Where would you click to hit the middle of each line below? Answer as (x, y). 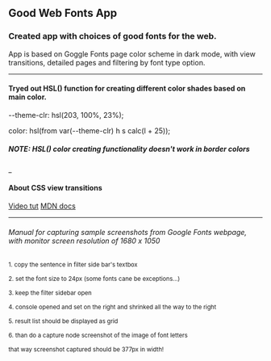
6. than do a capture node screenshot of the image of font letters (98, 336)
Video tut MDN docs (42, 206)
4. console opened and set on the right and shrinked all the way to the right (113, 307)
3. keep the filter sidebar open (50, 293)
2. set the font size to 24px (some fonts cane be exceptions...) (94, 279)
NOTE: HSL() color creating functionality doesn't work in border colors (129, 149)
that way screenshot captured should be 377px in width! (86, 350)
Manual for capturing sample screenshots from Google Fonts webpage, (128, 232)
